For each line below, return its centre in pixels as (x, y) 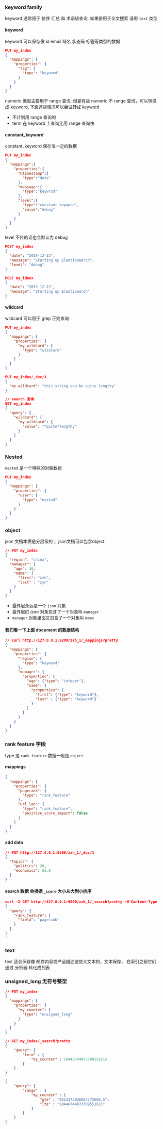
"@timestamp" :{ (33, 173)
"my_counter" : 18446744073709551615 (69, 1059)
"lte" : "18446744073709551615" (72, 1104)
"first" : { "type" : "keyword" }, (67, 695)
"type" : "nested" (40, 500)
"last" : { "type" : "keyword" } (66, 699)
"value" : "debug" (39, 209)
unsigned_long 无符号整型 (36, 981)
